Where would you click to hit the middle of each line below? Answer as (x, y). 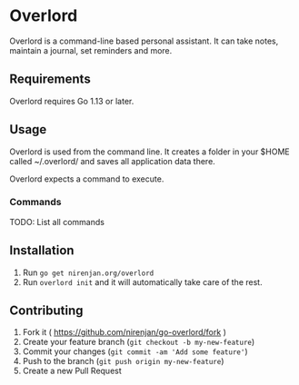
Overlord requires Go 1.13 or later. (72, 101)
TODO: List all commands (57, 222)
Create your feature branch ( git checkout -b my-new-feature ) (139, 342)
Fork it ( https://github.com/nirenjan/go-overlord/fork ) (125, 332)
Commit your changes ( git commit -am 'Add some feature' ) (135, 351)
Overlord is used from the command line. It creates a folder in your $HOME (150, 152)
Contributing (46, 311)
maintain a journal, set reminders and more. (91, 50)
